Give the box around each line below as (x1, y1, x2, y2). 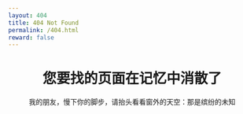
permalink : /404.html (8, 26, 79, 34)
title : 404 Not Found (8, 19, 79, 27)
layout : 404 (8, 11, 47, 20)
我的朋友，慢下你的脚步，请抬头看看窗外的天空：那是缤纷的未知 (28, 97, 236, 107)
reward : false (8, 33, 55, 42)
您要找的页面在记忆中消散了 (42, 70, 222, 87)
